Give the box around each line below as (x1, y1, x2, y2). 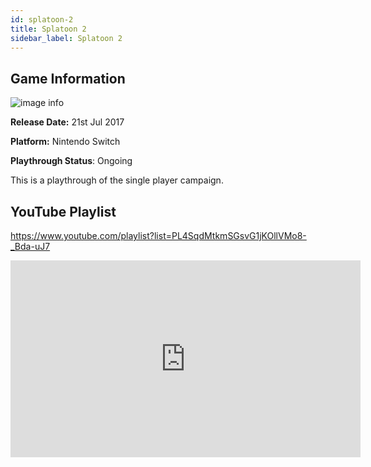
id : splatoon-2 (10, 14, 74, 25)
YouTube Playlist (10, 203, 117, 220)
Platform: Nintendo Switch (10, 136, 121, 148)
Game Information (10, 70, 126, 87)
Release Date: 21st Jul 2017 (10, 116, 125, 128)
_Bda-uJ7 (10, 241, 51, 252)
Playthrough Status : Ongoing (10, 155, 133, 167)
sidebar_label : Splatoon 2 (10, 33, 123, 43)
